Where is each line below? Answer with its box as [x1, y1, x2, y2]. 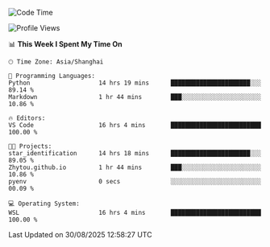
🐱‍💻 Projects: [8, 142, 52, 150]
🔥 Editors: [8, 114, 46, 122]
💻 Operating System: [8, 200, 81, 208]
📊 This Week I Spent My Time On [8, 39, 123, 48]
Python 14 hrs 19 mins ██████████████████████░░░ [8, 79, 262, 87]
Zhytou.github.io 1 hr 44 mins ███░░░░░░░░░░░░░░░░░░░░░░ [8, 163, 262, 171]
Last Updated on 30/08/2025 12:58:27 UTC [8, 230, 152, 239]
